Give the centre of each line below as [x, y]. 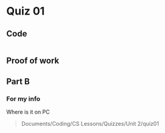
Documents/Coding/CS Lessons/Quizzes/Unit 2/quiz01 [90, 124]
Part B [18, 81]
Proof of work [33, 61]
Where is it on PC [28, 112]
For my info [23, 98]
